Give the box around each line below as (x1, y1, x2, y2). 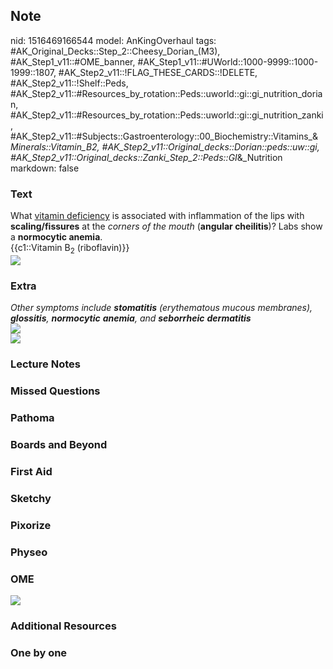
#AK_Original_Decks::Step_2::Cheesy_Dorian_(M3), (10, 45, 221, 57)
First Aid (10, 464, 53, 478)
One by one (10, 645, 68, 659)
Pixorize (10, 518, 52, 532)
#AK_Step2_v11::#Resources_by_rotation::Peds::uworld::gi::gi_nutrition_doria (10, 87, 323, 99)
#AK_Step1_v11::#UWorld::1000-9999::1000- (137, 55, 319, 68)
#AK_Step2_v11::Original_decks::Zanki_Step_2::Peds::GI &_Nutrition (10, 151, 283, 163)
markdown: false (10, 162, 80, 174)
